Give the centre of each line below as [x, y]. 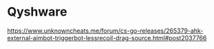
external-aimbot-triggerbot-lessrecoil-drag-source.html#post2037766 [107, 37]
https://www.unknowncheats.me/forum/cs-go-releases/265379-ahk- [105, 31]
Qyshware [37, 12]
